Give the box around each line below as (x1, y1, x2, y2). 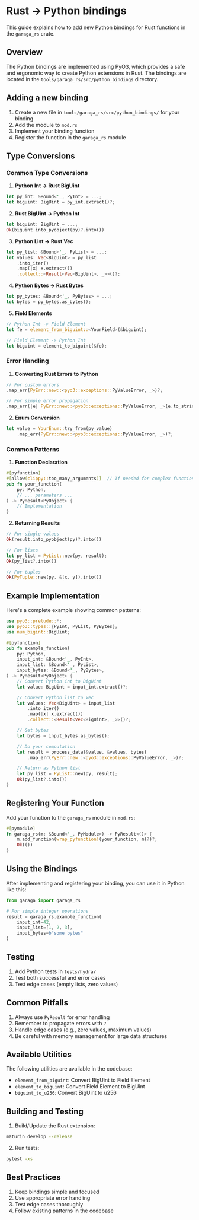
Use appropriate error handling (14, 1194, 91, 1202)
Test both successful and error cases (14, 974, 106, 981)
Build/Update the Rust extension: (14, 1122, 95, 1129)
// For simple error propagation (6, 398, 89, 404)
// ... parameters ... (17, 492, 73, 498)
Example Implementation (6, 591, 101, 601)
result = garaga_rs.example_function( (6, 913, 102, 920)
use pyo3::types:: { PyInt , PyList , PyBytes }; (6, 624, 118, 630)
